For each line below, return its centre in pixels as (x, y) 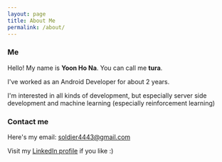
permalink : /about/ (36, 27)
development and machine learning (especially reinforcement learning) (111, 103)
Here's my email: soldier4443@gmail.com (69, 137)
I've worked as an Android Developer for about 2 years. (89, 81)
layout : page (27, 14)
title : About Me (31, 21)
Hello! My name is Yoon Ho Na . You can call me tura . (85, 68)
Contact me (28, 121)
